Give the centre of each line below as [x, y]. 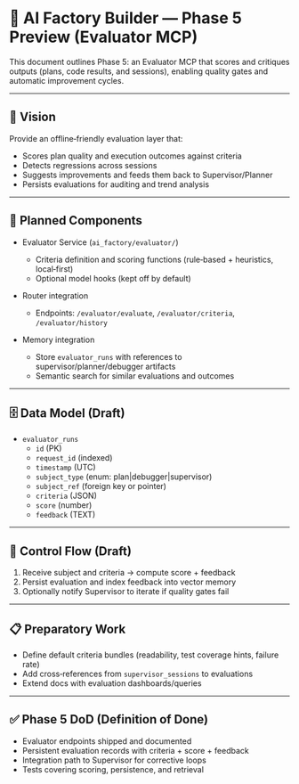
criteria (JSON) [66, 496]
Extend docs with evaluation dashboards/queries [112, 683]
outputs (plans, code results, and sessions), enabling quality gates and [139, 71]
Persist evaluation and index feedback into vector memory [129, 582]
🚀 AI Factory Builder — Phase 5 [125, 18]
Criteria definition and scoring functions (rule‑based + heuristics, [154, 259]
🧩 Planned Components [76, 220]
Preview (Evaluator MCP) [104, 37]
